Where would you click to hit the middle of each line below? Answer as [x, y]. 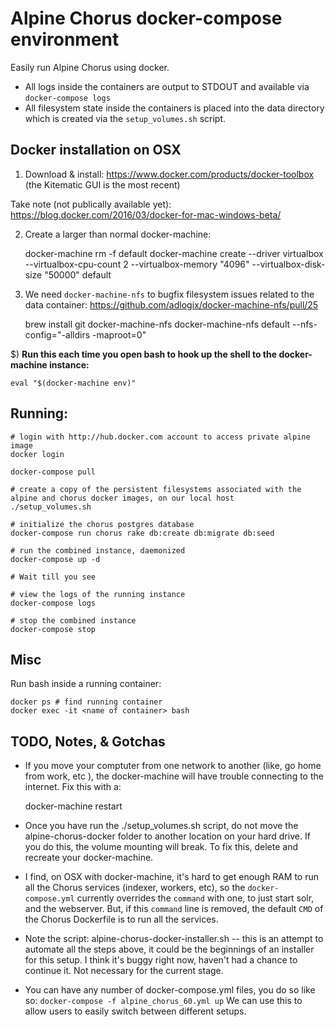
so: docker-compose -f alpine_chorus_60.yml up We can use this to [163, 1001]
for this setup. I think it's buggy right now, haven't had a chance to [161, 960]
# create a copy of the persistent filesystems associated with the [156, 489]
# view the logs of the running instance [98, 594]
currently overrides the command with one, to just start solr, [195, 898]
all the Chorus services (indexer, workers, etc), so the [135, 888]
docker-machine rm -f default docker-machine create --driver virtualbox [174, 253]
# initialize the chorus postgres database [102, 524]
